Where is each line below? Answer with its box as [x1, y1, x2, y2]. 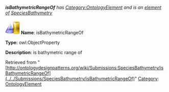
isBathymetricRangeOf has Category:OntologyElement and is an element [5, 5, 162, 10]
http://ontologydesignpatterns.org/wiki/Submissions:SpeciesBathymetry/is [7, 65, 164, 71]
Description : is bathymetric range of [5, 50, 83, 55]
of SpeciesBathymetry [5, 10, 53, 16]
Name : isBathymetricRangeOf [20, 30, 84, 35]
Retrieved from [5, 59, 37, 65]
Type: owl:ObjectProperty [5, 39, 60, 45]
